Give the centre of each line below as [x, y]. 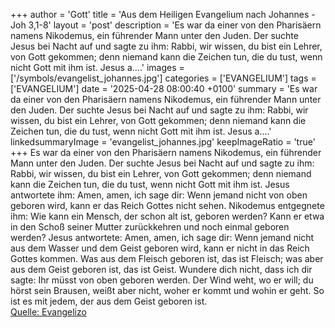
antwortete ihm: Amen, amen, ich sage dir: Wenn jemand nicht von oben [159, 195]
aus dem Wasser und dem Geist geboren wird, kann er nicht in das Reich [160, 248]
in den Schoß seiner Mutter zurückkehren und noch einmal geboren [150, 227]
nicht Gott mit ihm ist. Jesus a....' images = [97, 67]
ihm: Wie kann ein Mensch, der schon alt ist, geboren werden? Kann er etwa [167, 216]
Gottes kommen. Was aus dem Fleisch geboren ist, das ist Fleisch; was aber [167, 258]
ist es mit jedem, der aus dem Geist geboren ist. [109, 301]
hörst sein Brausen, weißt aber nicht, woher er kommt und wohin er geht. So [167, 290]
